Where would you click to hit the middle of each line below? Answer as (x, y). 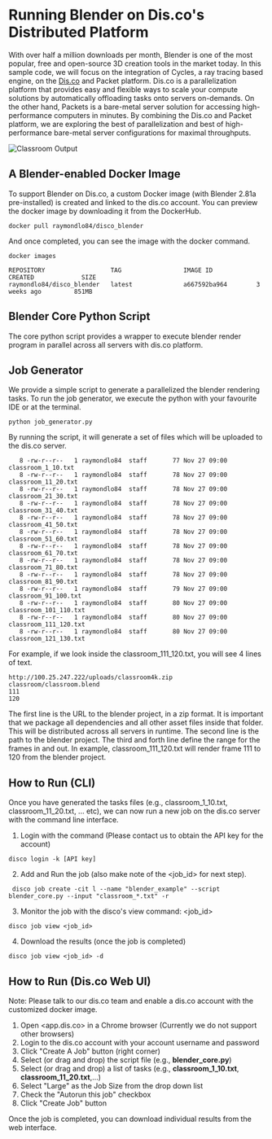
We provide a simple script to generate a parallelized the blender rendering (134, 390)
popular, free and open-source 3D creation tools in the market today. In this (135, 64)
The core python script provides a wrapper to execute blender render (125, 336)
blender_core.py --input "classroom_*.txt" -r (89, 896)
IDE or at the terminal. (45, 407)
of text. (20, 663)
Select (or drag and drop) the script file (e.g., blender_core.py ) (126, 1060)
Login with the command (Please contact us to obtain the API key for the (142, 835)
